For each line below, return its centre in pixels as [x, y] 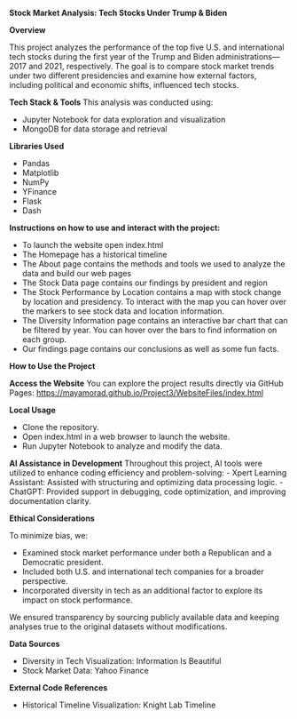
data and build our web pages [76, 273]
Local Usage [32, 410]
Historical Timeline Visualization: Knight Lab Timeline [119, 705]
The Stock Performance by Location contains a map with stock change [152, 292]
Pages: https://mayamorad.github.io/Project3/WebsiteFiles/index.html [137, 393]
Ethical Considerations [52, 518]
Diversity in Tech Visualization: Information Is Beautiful [121, 661]
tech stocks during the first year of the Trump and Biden [112, 56]
